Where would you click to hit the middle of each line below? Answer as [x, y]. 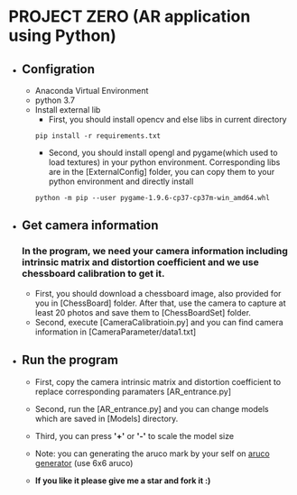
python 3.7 [55, 100]
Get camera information [90, 226]
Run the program [70, 360]
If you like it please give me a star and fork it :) [123, 481]
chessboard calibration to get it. [93, 274]
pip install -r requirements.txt [98, 136]
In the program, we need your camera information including [154, 252]
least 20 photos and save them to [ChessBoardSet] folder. [143, 312]
